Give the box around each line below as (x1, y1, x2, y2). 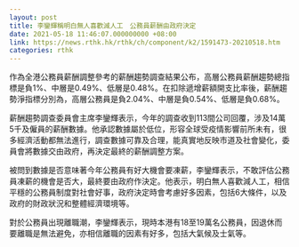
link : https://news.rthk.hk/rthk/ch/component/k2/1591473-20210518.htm (9, 37, 280, 47)
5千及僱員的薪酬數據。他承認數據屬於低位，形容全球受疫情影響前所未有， (9, 123, 279, 134)
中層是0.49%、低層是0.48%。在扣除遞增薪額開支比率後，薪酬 (51, 83, 280, 93)
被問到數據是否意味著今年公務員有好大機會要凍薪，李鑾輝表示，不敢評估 (9, 165, 274, 176)
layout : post (9, 12, 58, 22)
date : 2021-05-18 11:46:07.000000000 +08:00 (9, 29, 177, 38)
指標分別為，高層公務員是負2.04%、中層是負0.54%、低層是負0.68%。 (24, 94, 285, 105)
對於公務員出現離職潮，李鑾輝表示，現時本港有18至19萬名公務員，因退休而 (9, 217, 283, 227)
